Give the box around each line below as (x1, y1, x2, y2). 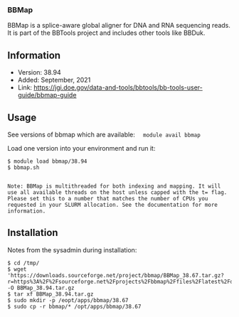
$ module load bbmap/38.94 (7, 158, 87, 165)
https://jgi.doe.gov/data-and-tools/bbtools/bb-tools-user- (33, 83, 203, 92)
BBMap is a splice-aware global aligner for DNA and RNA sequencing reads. (7, 21, 231, 30)
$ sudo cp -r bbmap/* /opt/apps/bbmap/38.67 (7, 303, 142, 310)
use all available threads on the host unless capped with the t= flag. (7, 188, 228, 196)
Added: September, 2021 (17, 76, 91, 85)
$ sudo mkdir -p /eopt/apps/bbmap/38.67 (7, 296, 129, 303)
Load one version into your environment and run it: (7, 144, 156, 152)
